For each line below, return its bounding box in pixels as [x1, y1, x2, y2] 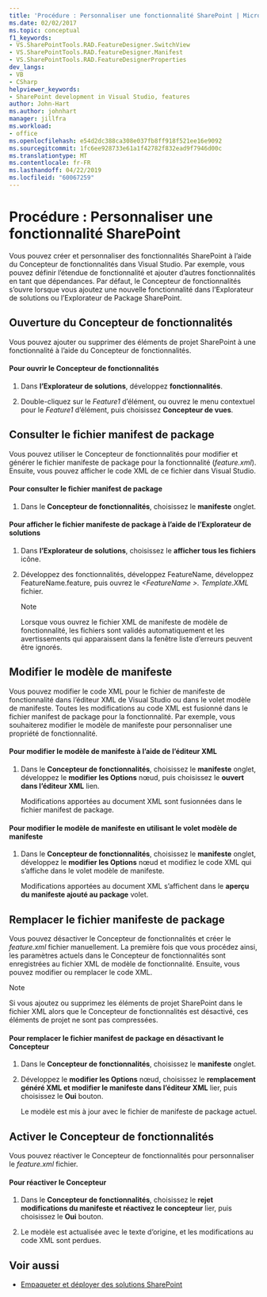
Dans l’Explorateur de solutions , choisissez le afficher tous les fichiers [20, 546, 257, 556]
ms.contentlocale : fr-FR [9, 159, 91, 167]
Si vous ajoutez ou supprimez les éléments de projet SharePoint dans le [9, 998, 243, 1008]
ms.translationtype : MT [9, 151, 88, 159]
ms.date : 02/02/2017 [9, 19, 78, 27]
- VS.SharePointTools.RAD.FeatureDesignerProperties [9, 56, 187, 64]
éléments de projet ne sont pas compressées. [9, 1016, 158, 1025]
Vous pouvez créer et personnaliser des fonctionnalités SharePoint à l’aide [9, 251, 252, 260]
